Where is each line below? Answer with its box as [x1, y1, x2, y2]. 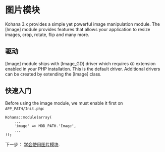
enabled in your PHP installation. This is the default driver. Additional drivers [5, 66, 161, 72]
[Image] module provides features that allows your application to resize [5, 26, 151, 32]
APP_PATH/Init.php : [5, 105, 45, 111]
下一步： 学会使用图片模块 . [5, 141, 60, 147]
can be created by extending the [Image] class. [5, 71, 102, 77]
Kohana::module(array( [5, 114, 52, 120]
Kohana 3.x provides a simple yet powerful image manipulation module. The [5, 21, 160, 27]
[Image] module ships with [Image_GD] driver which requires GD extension [5, 60, 156, 67]
